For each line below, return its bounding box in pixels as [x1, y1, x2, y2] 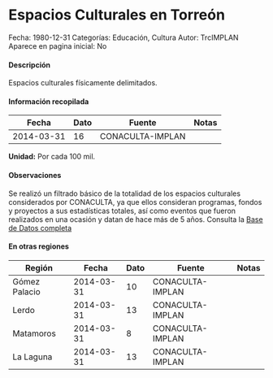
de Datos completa [8, 223, 72, 232]
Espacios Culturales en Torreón [8, 6, 226, 24]
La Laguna [12, 351, 53, 363]
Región [24, 262, 54, 273]
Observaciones [8, 170, 62, 180]
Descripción [8, 59, 51, 70]
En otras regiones [8, 241, 69, 251]
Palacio [12, 286, 41, 298]
